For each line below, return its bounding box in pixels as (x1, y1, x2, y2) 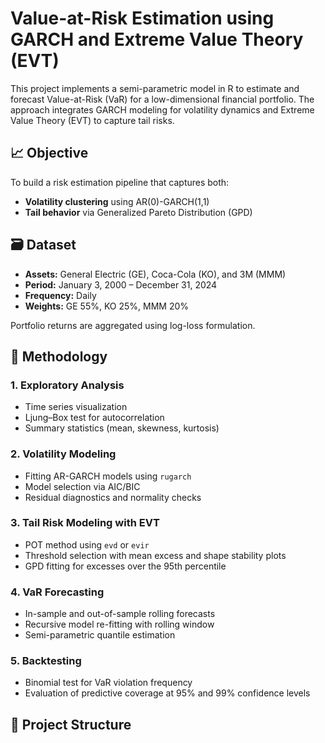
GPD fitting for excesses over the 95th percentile (24, 560, 227, 572)
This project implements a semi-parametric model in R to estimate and (10, 82, 300, 94)
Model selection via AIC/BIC (24, 480, 141, 492)
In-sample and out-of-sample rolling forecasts (24, 608, 216, 620)
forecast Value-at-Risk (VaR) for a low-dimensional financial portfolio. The (10, 93, 315, 105)
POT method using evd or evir (24, 538, 150, 551)
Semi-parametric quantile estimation (24, 629, 176, 641)
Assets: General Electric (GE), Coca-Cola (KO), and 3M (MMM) (24, 268, 287, 280)
